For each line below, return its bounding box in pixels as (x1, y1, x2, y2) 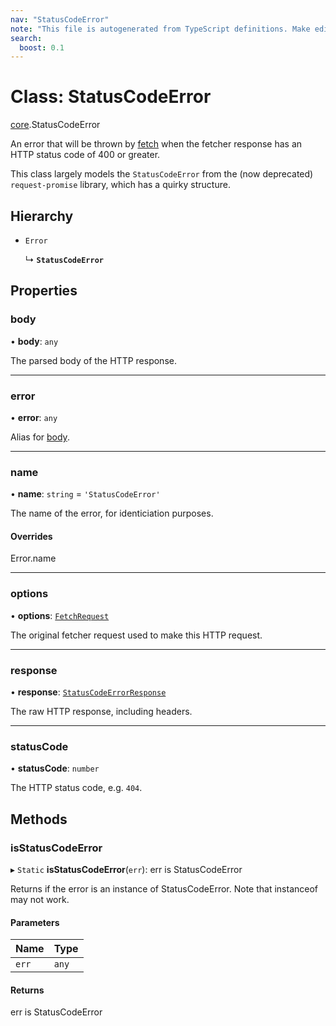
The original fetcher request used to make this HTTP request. (10, 629, 263, 641)
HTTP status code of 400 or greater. (10, 149, 161, 161)
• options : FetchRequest (10, 609, 110, 621)
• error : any (10, 411, 58, 423)
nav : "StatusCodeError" (10, 14, 110, 25)
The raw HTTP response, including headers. (10, 706, 193, 718)
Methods (10, 811, 68, 828)
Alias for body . (10, 431, 70, 443)
